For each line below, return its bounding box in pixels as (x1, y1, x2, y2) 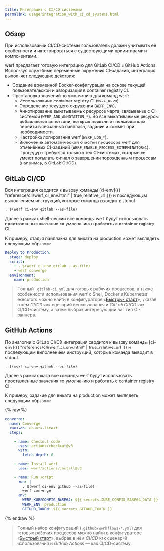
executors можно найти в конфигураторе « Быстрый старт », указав (17, 296, 157, 303)
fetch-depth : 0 (22, 452, 54, 458)
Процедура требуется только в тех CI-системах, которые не (19, 150, 146, 156)
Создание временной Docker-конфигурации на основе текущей (12, 82, 146, 88)
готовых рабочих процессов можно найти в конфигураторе (17, 530, 142, 536)
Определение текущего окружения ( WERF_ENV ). (19, 103, 116, 109)
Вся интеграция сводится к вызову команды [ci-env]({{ (5, 187, 121, 193)
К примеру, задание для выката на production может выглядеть (5, 392, 139, 398)
